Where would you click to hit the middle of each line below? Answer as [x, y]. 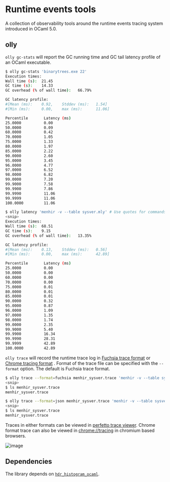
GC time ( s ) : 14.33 [29, 86]
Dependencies [29, 461]
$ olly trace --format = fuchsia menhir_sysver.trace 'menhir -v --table [82, 378]
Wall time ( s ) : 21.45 [29, 81]
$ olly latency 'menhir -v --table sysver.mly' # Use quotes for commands [86, 212]
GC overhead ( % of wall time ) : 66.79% [49, 90]
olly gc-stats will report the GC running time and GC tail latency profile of [83, 57]
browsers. [16, 436]
